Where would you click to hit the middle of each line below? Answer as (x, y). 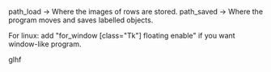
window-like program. (45, 44)
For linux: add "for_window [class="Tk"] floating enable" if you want (122, 36)
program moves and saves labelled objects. (81, 20)
